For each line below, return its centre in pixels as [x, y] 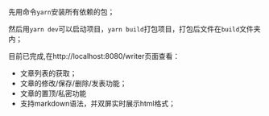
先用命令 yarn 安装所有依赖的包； [62, 12]
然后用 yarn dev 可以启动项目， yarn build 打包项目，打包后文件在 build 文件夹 [134, 29]
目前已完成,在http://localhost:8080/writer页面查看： [94, 56]
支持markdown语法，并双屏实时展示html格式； [97, 104]
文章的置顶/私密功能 [53, 93]
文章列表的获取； [48, 73]
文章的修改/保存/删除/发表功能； [73, 83]
